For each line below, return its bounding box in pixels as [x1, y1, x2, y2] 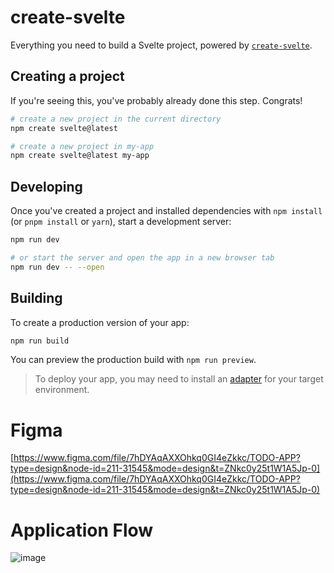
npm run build [10, 336, 70, 346]
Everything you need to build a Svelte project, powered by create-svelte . [10, 39, 313, 51]
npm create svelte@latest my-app [10, 151, 150, 161]
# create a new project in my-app [10, 141, 155, 151]
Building [10, 290, 63, 307]
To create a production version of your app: [10, 316, 190, 328]
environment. [34, 384, 90, 396]
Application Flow [10, 519, 154, 541]
